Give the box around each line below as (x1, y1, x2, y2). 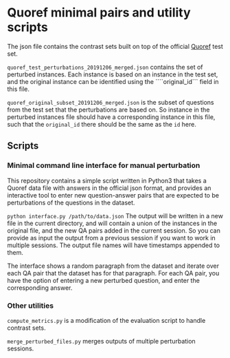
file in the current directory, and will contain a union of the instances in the (7, 219, 218, 227)
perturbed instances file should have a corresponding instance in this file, (7, 112, 216, 121)
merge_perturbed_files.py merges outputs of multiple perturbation (7, 337, 196, 345)
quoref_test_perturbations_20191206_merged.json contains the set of (7, 63, 204, 71)
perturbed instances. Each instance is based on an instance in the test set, (7, 70, 218, 78)
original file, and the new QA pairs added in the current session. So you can (7, 226, 221, 235)
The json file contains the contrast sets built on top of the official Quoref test (7, 42, 223, 50)
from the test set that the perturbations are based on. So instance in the (7, 105, 210, 114)
